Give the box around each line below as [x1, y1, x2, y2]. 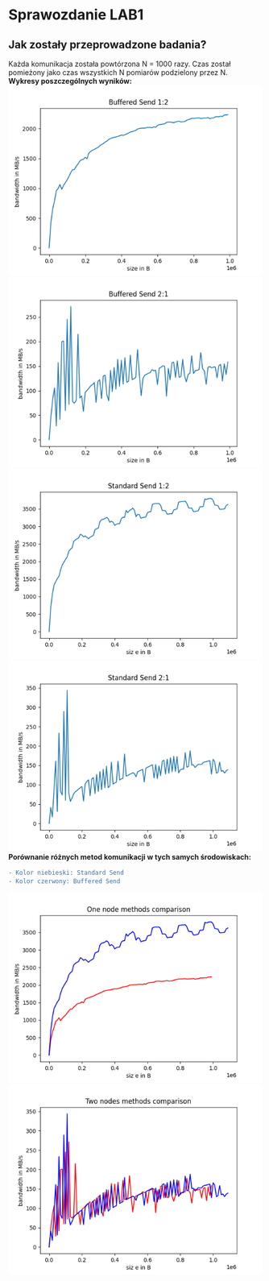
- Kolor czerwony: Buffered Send [8, 877, 121, 885]
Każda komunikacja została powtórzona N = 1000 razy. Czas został [8, 59, 231, 68]
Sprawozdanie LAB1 [8, 6, 144, 24]
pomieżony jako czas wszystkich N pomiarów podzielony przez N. [8, 68, 228, 77]
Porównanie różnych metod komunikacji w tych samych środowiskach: [8, 852, 251, 861]
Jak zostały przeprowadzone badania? [8, 38, 207, 52]
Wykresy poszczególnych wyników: [8, 77, 133, 85]
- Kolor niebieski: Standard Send [8, 869, 125, 877]
